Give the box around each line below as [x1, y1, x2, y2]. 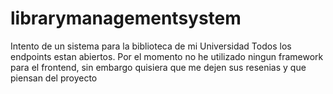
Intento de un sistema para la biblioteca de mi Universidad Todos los [10, 40, 292, 52]
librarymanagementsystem [10, 7, 242, 30]
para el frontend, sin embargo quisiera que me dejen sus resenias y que [10, 61, 307, 73]
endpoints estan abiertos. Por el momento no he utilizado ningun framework [10, 50, 324, 62]
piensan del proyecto [10, 72, 98, 84]
